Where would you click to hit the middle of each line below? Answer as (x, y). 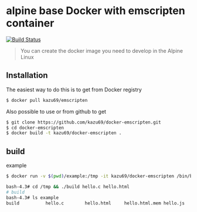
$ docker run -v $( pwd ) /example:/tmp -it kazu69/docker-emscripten (90, 176)
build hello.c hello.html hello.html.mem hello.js (95, 203)
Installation (27, 75)
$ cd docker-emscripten (35, 128)
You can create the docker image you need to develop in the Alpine (102, 50)
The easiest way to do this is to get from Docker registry (74, 90)
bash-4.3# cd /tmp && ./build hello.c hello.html (68, 187)
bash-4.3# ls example (33, 197)
